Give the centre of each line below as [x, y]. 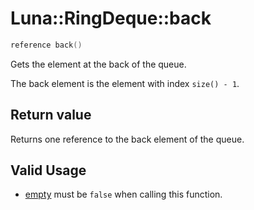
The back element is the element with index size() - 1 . [125, 83]
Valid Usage [48, 170]
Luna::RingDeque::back [111, 18]
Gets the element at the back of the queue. [98, 64]
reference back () [46, 45]
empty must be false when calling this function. [123, 194]
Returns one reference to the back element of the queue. [127, 139]
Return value [51, 115]
